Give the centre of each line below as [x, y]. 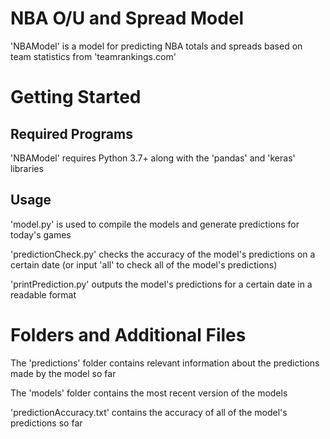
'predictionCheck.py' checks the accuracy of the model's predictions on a [163, 254]
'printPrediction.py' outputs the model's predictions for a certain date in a [161, 284]
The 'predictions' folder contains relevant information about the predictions [165, 363]
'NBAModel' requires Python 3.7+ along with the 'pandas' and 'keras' [153, 158]
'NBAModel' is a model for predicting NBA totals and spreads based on [156, 46]
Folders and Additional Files [128, 334]
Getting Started [76, 97]
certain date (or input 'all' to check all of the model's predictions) [144, 264]
